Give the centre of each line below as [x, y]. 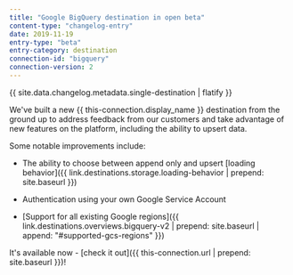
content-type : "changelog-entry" [71, 26]
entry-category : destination [63, 51]
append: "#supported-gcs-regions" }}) [93, 235]
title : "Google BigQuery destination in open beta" [107, 17]
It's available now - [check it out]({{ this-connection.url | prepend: [130, 252]
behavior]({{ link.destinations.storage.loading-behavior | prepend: [143, 172]
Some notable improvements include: [77, 146]
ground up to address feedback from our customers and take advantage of [147, 119]
